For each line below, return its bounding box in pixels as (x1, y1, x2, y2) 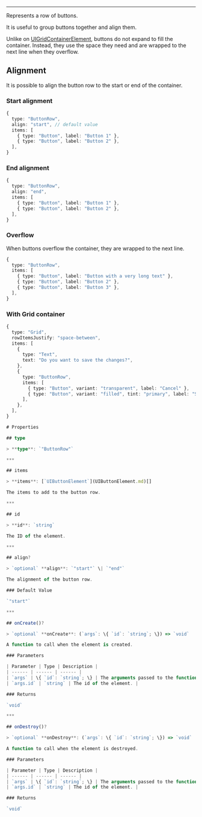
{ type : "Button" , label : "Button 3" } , (17, 285, 120, 291)
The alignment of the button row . (6, 576, 93, 582)
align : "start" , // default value (11, 121, 98, 127)
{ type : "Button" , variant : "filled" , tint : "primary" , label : (28, 391, 189, 397)
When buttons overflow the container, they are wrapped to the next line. (6, 245, 185, 252)
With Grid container (6, 310, 65, 318)
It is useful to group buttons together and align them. (6, 24, 137, 31)
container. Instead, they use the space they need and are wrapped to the (6, 42, 186, 49)
